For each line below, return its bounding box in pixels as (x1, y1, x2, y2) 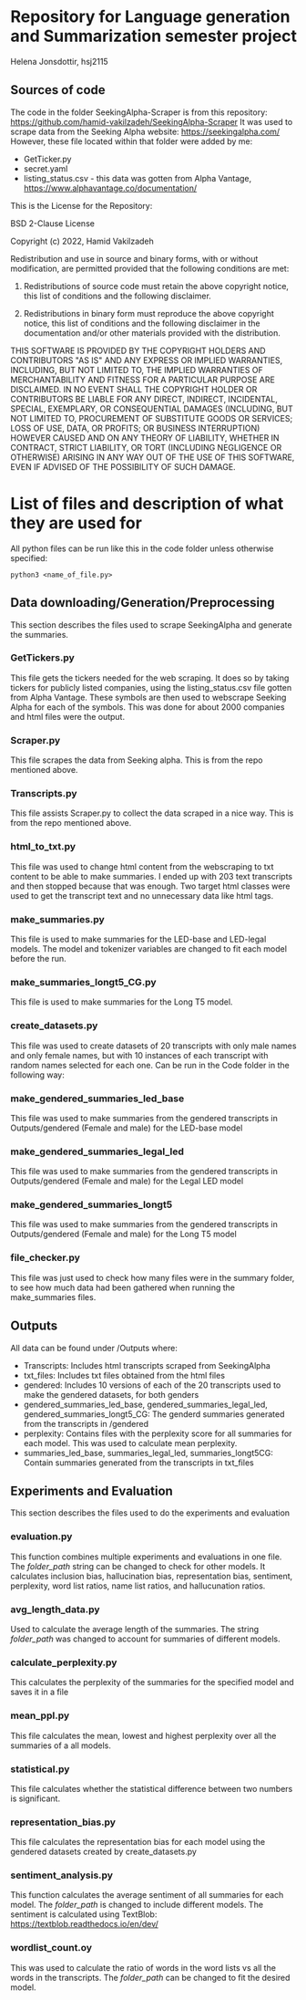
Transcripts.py (10, 787, 77, 800)
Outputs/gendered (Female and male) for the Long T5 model (10, 1229, 238, 1240)
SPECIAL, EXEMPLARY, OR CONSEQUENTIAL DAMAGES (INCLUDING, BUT (10, 403, 294, 414)
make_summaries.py (10, 912, 106, 925)
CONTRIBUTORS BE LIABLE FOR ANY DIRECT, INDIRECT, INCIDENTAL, (10, 393, 279, 404)
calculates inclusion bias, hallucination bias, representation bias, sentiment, (10, 1570, 293, 1581)
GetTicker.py (23, 153, 72, 164)
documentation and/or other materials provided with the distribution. (23, 327, 280, 339)
